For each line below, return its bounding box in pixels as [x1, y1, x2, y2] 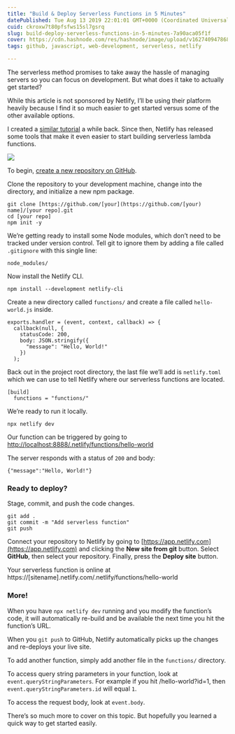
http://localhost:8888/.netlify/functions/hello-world [7, 440, 154, 448]
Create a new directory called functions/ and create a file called [7, 298, 193, 306]
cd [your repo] [7, 213, 52, 220]
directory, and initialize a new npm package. [7, 187, 134, 196]
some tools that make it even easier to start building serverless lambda [7, 132, 211, 141]
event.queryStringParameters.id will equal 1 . [7, 684, 137, 693]
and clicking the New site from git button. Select [78, 545, 219, 553]
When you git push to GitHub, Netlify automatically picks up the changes [7, 635, 219, 643]
